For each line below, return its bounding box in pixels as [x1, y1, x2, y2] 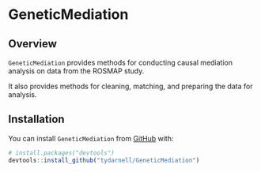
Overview [8, 37, 58, 50]
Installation [8, 113, 65, 126]
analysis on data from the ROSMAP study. [8, 66, 145, 76]
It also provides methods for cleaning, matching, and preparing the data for [8, 81, 253, 91]
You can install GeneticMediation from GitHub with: [8, 133, 174, 143]
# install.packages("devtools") [8, 148, 115, 157]
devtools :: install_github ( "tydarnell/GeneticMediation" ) [8, 156, 200, 164]
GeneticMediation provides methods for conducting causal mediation [8, 58, 233, 67]
